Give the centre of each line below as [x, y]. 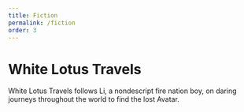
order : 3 [22, 30]
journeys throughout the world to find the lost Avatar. [94, 99]
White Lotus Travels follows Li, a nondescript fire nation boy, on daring [123, 91]
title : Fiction [33, 15]
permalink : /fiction [42, 23]
